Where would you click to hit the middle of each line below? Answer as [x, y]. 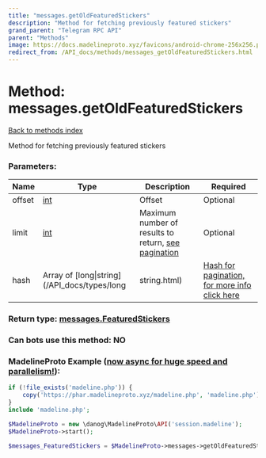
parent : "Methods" [38, 38]
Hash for [219, 265]
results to [157, 233]
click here [221, 296]
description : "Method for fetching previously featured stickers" [120, 23]
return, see [160, 242]
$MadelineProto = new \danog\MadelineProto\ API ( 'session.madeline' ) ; [125, 424]
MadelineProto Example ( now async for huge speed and [118, 361]
